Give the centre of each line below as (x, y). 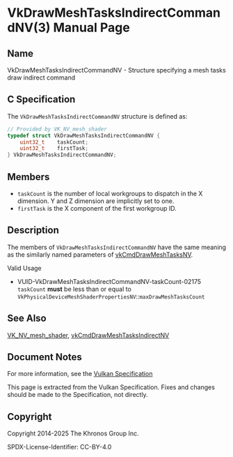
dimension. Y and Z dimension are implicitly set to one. (96, 201)
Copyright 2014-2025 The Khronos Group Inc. (73, 433)
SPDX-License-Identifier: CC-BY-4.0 (59, 447)
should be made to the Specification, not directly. (78, 395)
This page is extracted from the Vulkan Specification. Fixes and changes (111, 387)
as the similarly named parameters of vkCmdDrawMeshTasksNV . (100, 254)
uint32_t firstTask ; (54, 149)
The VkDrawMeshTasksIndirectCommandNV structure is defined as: (97, 116)
